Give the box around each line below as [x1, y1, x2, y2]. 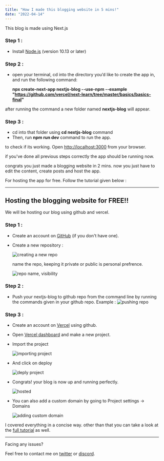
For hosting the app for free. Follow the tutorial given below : [5, 178, 127, 184]
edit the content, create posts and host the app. [5, 168, 101, 174]
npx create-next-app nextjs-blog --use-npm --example [12, 86, 127, 92]
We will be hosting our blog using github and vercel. [5, 210, 110, 215]
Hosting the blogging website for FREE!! [5, 196, 129, 205]
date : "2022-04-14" [5, 12, 45, 17]
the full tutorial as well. [5, 427, 51, 433]
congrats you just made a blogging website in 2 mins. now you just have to [5, 163, 155, 169]
